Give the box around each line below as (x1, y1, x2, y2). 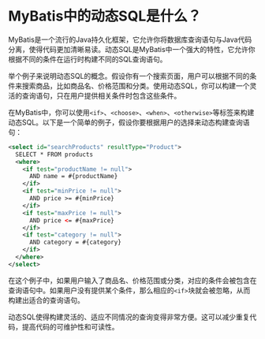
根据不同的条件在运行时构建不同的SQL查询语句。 (8, 54, 167, 64)
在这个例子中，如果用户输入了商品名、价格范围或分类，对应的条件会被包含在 (8, 275, 257, 285)
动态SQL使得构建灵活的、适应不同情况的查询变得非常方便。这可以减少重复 (8, 312, 250, 322)
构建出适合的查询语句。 (8, 295, 84, 304)
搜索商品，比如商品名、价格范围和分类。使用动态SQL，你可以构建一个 (21, 80, 250, 91)
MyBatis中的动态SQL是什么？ (8, 7, 202, 25)
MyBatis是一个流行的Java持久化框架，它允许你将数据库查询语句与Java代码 (8, 35, 252, 44)
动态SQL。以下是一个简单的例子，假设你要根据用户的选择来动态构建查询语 (8, 117, 250, 127)
